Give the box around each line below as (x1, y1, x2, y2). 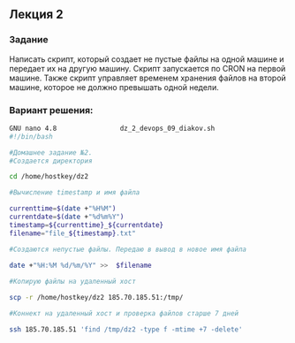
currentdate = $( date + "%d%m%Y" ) (9, 212, 125, 222)
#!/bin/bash (9, 132, 53, 141)
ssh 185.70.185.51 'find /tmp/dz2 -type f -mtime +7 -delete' (9, 324, 243, 334)
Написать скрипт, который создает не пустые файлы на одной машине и (9, 53, 284, 65)
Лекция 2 (9, 7, 64, 22)
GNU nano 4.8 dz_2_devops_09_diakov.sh (9, 124, 216, 133)
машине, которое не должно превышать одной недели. (9, 81, 219, 92)
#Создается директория (9, 156, 93, 165)
